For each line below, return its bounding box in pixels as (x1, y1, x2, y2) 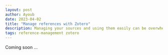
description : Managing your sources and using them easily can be (5, 26, 146, 31)
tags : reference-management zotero (5, 30, 79, 35)
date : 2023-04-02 (5, 16, 41, 21)
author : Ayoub (5, 12, 35, 17)
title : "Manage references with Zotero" (5, 21, 91, 26)
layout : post (5, 7, 32, 12)
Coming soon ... (5, 44, 38, 50)
